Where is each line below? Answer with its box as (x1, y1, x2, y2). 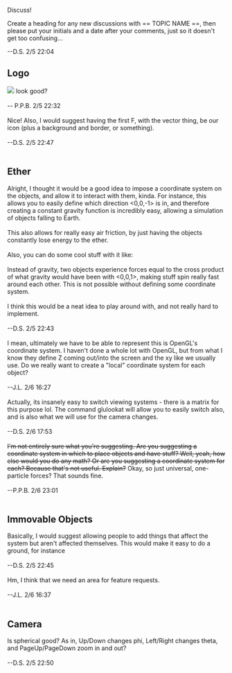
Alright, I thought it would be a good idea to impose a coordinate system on (7, 184, 222, 193)
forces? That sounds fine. (30, 471, 104, 480)
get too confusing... (7, 34, 64, 42)
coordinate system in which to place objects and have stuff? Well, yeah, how (7, 449, 226, 457)
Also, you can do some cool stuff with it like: (7, 250, 134, 259)
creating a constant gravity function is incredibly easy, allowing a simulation (7, 206, 224, 214)
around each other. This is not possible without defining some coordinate (7, 280, 216, 288)
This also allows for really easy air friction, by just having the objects (7, 228, 203, 236)
